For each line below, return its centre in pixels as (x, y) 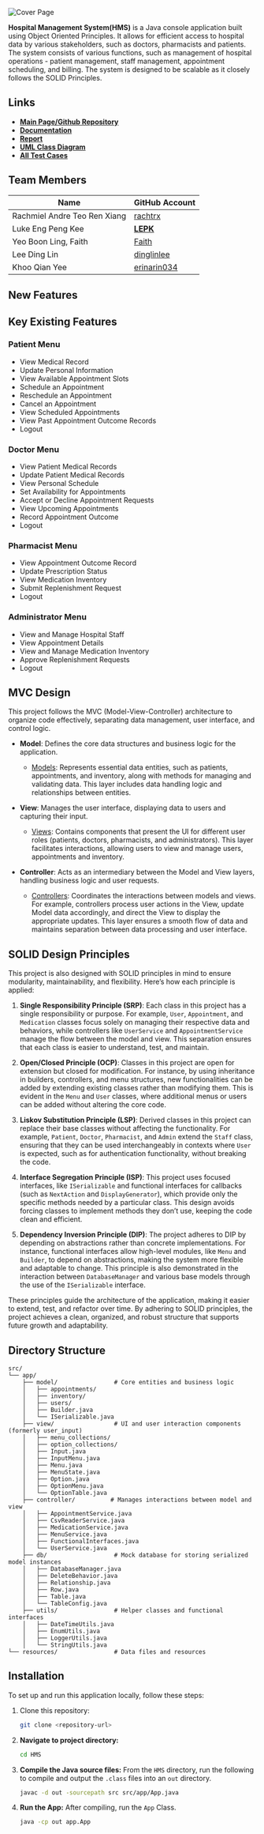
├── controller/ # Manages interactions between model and (137, 1500)
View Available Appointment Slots (74, 378)
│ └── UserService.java (65, 1549)
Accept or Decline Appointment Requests (87, 500)
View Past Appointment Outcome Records (88, 420)
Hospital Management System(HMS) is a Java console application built (125, 27)
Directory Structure (57, 1350)
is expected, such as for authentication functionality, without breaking (133, 1154)
